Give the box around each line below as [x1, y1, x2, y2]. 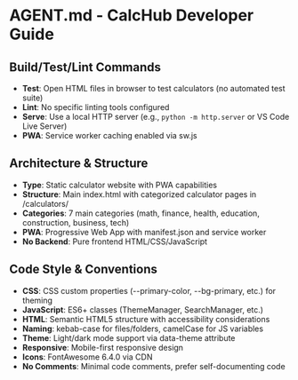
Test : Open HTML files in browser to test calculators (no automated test [21, 83, 286, 93]
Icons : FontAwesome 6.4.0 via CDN [21, 352, 153, 362]
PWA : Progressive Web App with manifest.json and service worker [21, 226, 267, 237]
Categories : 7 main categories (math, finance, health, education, [21, 208, 260, 218]
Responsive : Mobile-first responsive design [21, 342, 184, 352]
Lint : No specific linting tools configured [21, 102, 170, 112]
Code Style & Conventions [9, 262, 158, 277]
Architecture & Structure [9, 156, 149, 171]
